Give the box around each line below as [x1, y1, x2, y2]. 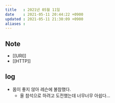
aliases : [5, 21, 26, 26]
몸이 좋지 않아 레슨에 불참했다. [12, 86, 71, 92]
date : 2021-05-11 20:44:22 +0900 [5, 12, 84, 17]
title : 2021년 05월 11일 [5, 7, 61, 12]
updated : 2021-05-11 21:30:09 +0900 [5, 16, 84, 21]
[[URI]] [12, 53, 26, 59]
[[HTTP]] [12, 58, 31, 64]
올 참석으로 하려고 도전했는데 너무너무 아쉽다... [19, 93, 111, 99]
